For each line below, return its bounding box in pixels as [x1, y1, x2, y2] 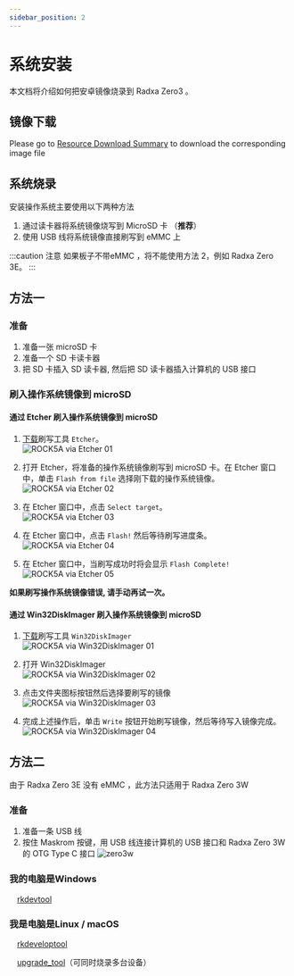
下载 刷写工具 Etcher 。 [21, 434, 104, 444]
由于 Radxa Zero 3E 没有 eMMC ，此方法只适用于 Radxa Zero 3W [9, 780, 249, 790]
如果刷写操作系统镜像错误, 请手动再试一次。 [9, 587, 170, 597]
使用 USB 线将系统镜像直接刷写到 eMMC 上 [21, 231, 181, 242]
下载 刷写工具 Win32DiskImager [21, 630, 132, 641]
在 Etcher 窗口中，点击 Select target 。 [21, 502, 167, 512]
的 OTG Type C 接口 [21, 848, 95, 859]
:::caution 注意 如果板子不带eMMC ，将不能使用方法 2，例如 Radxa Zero [9, 251, 274, 262]
